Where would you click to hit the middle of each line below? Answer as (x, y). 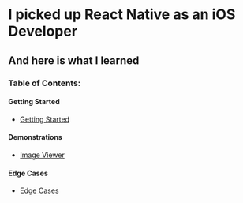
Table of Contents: (45, 83)
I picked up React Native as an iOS (122, 15)
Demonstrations (36, 137)
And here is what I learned (74, 60)
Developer (43, 31)
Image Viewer (42, 155)
